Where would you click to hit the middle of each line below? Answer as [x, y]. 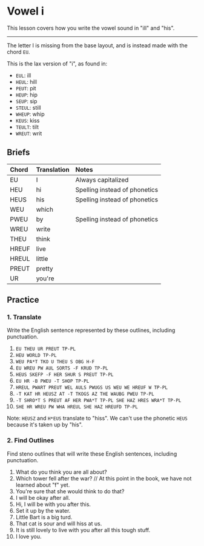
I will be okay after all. [43, 497]
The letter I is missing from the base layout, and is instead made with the [97, 45]
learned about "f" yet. [43, 485]
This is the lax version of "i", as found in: [57, 63]
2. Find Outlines [31, 440]
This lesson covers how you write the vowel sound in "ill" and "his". [91, 28]
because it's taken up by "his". [45, 425]
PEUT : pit [26, 88]
